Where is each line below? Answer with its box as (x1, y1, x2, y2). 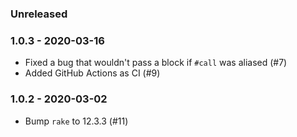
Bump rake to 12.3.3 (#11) (24, 115, 129, 127)
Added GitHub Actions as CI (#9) (24, 67, 161, 79)
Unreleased (10, 7, 68, 21)
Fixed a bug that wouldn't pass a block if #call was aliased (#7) (24, 57, 288, 69)
